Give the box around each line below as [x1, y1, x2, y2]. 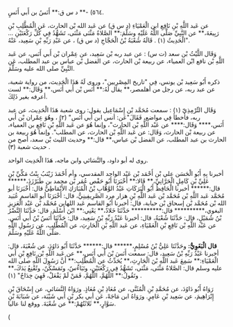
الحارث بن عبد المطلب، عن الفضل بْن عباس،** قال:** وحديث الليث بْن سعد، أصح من [8, 135, 227, 143]
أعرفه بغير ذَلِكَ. [8, 92, 48, 100]
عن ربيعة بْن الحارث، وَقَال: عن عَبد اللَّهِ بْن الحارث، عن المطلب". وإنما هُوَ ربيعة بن [8, 128, 216, 136]
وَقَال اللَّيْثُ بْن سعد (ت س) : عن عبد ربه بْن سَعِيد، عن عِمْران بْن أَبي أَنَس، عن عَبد [8, 50, 217, 58]
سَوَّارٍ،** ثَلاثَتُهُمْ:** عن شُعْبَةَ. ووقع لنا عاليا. [8, 299, 116, 308]
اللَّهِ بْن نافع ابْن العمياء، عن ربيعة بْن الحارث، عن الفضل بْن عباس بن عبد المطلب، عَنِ [8, 57, 225, 65]
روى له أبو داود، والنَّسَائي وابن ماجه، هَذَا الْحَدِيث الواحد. [8, 156, 148, 164]
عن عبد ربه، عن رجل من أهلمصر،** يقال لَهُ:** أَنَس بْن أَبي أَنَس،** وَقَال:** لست [8, 85, 216, 93]
